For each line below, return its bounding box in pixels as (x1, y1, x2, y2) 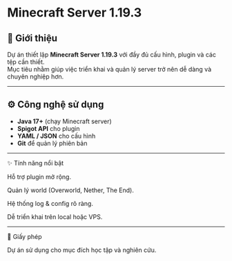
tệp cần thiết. (7, 58, 45, 66)
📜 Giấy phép (7, 232, 43, 240)
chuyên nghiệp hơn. (7, 72, 64, 81)
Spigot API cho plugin (17, 124, 80, 132)
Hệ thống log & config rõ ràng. (7, 199, 93, 207)
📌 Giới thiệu (7, 32, 57, 44)
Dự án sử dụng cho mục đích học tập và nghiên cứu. (7, 246, 157, 254)
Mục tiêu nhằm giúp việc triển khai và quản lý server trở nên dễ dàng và (7, 65, 212, 73)
